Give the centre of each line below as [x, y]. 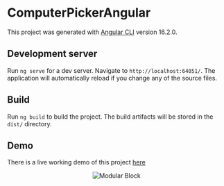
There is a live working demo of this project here [76, 162]
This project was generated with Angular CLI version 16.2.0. [93, 32]
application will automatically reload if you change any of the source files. [112, 78]
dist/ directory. [29, 124]
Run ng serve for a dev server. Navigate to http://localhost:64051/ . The [111, 70]
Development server [52, 54]
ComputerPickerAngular [79, 13]
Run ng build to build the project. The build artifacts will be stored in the [110, 117]
